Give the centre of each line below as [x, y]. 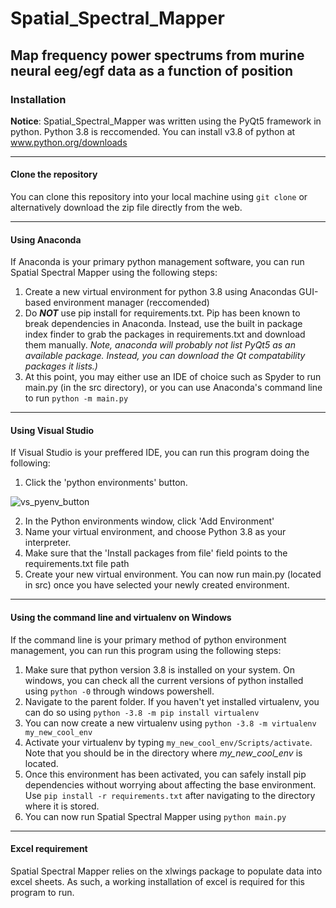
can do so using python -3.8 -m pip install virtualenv [142, 712]
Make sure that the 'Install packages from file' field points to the [156, 553]
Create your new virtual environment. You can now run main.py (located [173, 574]
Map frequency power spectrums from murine [157, 55]
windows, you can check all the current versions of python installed [164, 680]
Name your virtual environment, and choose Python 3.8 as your [155, 532]
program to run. [42, 892]
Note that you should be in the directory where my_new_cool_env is [163, 753]
